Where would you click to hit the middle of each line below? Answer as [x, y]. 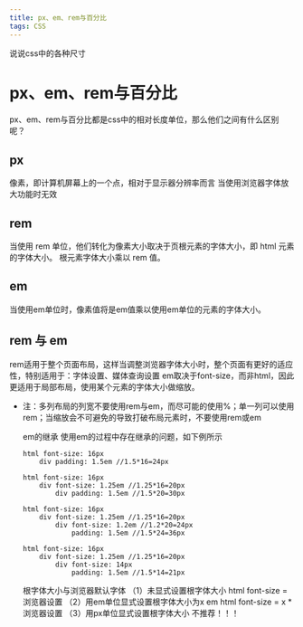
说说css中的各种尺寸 [47, 53]
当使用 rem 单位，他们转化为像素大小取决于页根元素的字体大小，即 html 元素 [152, 246]
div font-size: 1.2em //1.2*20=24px [124, 525]
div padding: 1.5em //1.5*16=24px [104, 461]
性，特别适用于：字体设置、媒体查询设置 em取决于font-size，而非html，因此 [152, 375]
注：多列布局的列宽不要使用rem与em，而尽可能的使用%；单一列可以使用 [158, 406]
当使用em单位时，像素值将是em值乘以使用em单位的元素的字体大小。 [138, 309]
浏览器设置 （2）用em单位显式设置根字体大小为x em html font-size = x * [157, 602]
